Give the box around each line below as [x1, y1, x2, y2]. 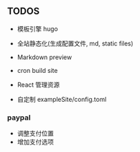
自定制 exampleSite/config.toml [17, 95, 107, 103]
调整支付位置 [17, 129, 54, 138]
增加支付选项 [17, 138, 54, 146]
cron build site [17, 66, 58, 74]
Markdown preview [17, 53, 72, 61]
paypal [7, 113, 31, 122]
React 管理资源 [17, 80, 60, 89]
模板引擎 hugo [17, 24, 59, 33]
